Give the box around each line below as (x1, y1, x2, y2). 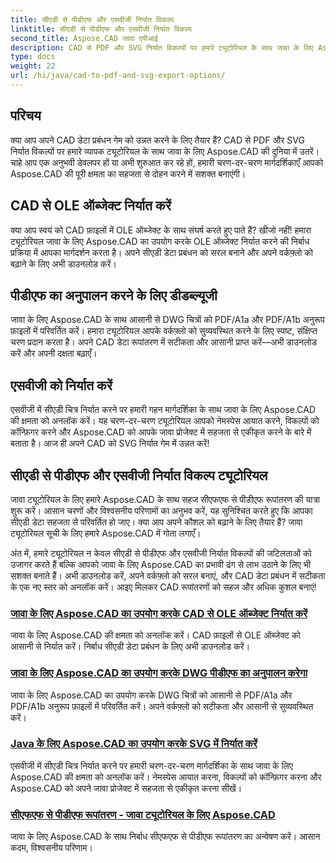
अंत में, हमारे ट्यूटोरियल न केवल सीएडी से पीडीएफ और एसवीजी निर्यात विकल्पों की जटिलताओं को (10, 547, 312, 559)
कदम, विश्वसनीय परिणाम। (10, 842, 93, 854)
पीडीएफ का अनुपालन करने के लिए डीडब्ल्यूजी (10, 287, 218, 304)
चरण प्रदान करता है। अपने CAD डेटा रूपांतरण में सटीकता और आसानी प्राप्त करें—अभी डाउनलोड (10, 336, 318, 348)
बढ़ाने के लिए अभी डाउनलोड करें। (10, 257, 118, 270)
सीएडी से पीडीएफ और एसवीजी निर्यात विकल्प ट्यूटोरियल (10, 467, 268, 484)
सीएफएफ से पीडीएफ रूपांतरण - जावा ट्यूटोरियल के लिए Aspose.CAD (10, 807, 276, 821)
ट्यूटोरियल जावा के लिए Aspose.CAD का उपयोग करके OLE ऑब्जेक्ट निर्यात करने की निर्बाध (10, 235, 310, 247)
